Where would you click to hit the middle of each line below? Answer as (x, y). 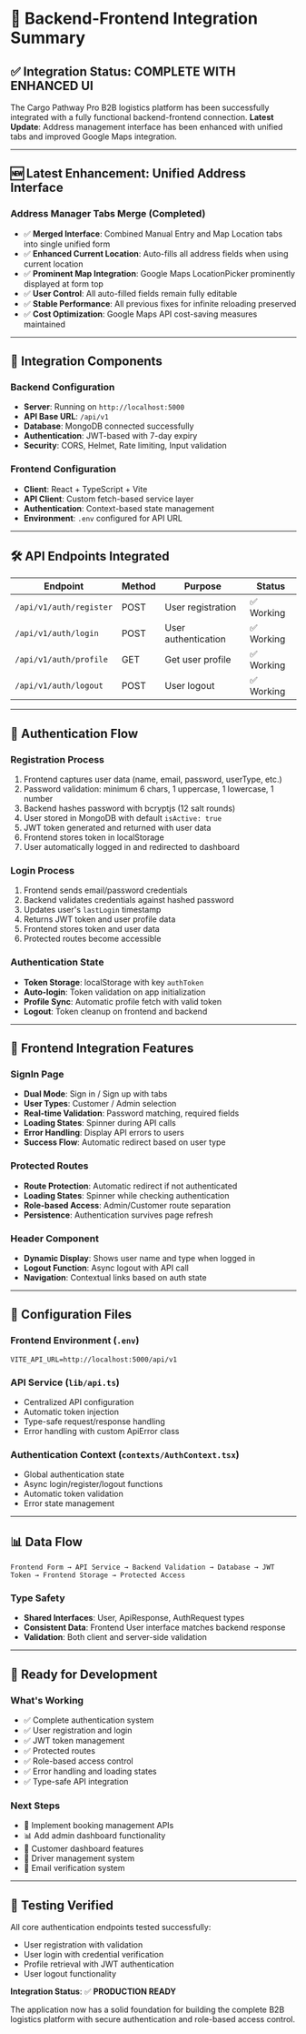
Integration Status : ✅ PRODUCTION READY (93, 1991)
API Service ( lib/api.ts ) (65, 1382)
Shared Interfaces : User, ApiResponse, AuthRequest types (134, 1618)
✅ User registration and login (78, 1730)
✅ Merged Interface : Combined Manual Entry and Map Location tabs (153, 233)
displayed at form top (63, 283)
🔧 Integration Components (86, 362)
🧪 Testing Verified (62, 1905)
